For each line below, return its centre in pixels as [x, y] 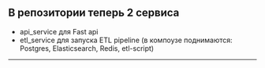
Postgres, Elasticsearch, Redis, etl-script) [87, 48]
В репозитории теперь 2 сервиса [94, 13]
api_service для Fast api [59, 31]
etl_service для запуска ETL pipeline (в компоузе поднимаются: [126, 40]
